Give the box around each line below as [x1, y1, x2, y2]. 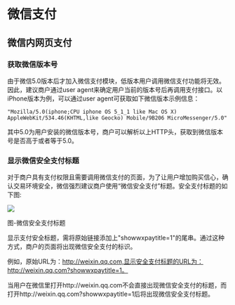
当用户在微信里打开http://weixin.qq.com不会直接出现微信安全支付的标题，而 [7, 281, 227, 290]
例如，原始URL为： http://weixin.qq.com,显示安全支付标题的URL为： [7, 257, 203, 266]
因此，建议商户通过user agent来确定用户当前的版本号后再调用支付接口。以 [7, 85, 223, 93]
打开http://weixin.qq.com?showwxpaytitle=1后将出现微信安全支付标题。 [7, 290, 215, 299]
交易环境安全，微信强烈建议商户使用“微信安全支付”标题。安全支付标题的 [13, 182, 222, 190]
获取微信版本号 [7, 59, 58, 69]
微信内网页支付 [7, 37, 72, 48]
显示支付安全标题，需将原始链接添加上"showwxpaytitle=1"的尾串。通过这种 [7, 233, 224, 242]
